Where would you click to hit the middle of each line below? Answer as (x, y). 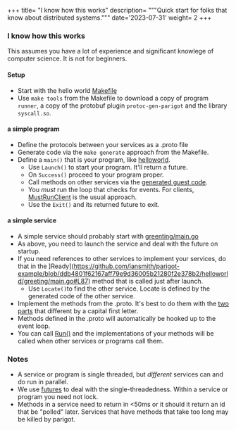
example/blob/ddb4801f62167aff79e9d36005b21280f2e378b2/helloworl (123, 273)
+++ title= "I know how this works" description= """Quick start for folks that (117, 10)
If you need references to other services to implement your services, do (122, 258)
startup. (29, 251)
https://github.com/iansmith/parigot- (126, 266)
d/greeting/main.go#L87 (53, 281)
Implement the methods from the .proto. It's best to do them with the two (123, 303)
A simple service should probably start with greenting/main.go (108, 236)
